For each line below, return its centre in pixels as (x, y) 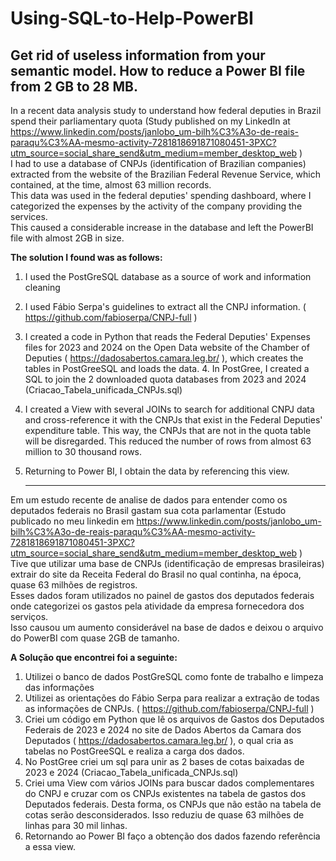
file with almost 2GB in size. (67, 238)
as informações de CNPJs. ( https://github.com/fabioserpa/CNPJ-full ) (169, 708)
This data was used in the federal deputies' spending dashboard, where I (161, 195)
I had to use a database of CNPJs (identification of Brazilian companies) (158, 163)
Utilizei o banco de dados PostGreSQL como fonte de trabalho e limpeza (174, 676)
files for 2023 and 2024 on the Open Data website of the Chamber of (167, 347)
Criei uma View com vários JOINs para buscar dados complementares (169, 783)
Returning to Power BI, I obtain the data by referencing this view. (157, 471)
